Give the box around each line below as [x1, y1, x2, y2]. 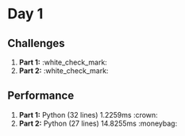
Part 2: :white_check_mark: [18, 66, 109, 76]
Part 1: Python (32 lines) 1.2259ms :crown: [18, 110, 158, 119]
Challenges [7, 37, 65, 50]
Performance [7, 89, 75, 103]
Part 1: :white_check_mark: [18, 57, 108, 67]
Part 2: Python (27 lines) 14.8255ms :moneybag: [18, 119, 178, 128]
